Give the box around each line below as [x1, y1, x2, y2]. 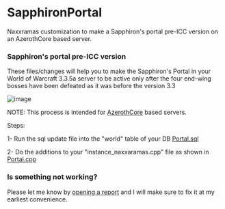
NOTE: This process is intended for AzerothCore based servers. [7, 108, 187, 117]
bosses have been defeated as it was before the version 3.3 [7, 82, 176, 90]
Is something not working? [7, 172, 98, 182]
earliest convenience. [7, 195, 68, 203]
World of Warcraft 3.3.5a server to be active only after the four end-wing [7, 74, 212, 83]
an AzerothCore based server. [7, 34, 92, 42]
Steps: [7, 122, 25, 130]
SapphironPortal [7, 5, 103, 20]
